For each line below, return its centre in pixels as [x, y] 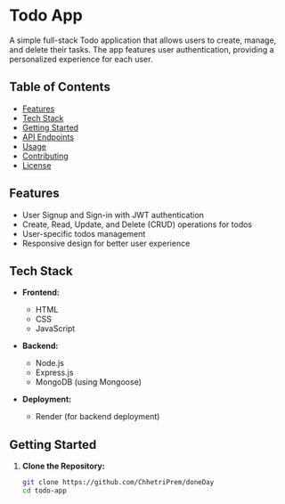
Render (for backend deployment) [98, 417]
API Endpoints [48, 137]
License [37, 165]
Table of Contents [60, 87]
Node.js [50, 363]
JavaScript [55, 329]
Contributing [45, 156]
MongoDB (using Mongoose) [89, 382]
